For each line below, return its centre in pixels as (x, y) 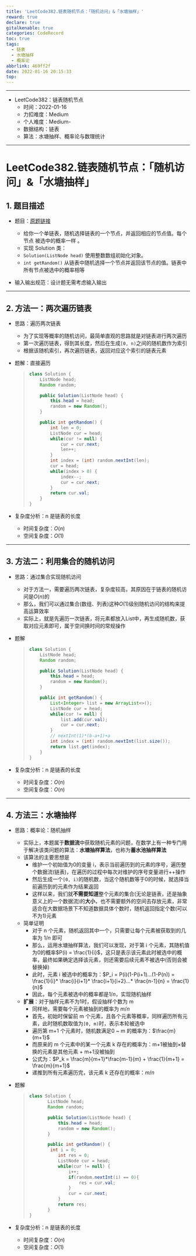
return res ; (73, 1204)
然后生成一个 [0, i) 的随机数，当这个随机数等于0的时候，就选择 (108, 879)
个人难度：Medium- (47, 122)
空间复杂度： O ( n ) (44, 789)
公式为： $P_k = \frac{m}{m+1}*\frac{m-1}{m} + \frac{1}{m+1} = (108, 1059)
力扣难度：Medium (46, 114)
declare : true (23, 22)
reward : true (22, 17)
